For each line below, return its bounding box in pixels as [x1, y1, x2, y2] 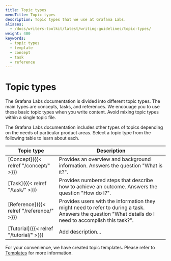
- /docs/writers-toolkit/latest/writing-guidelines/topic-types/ [10, 26, 152, 32]
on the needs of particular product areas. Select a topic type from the [5, 130, 151, 136]
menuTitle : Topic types [5, 12, 56, 17]
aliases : [5, 21, 24, 27]
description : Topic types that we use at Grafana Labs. [5, 17, 126, 22]
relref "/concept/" [8, 162, 50, 169]
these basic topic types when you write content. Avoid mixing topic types [5, 109, 159, 115]
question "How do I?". [59, 189, 111, 196]
